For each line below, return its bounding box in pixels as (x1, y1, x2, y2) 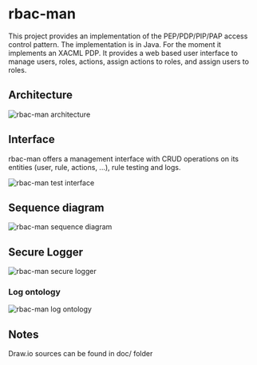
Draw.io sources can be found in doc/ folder (8, 349, 153, 359)
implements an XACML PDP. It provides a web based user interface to (8, 48, 238, 58)
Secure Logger (8, 245, 84, 259)
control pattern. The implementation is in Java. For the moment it (8, 39, 222, 49)
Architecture (8, 89, 73, 102)
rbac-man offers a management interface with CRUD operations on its (8, 153, 239, 164)
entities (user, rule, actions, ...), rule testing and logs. (8, 162, 181, 172)
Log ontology (8, 287, 61, 298)
